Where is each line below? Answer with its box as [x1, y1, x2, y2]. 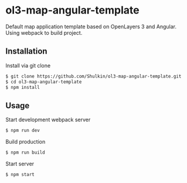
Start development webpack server [5, 116, 91, 124]
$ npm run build [5, 149, 45, 156]
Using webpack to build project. [5, 29, 83, 36]
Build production [5, 138, 46, 145]
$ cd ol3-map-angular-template [5, 79, 82, 85]
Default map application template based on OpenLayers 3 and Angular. [5, 23, 177, 30]
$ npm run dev [5, 128, 40, 134]
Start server [5, 160, 35, 167]
